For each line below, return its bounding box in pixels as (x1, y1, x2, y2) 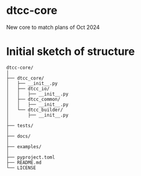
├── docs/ (6, 133, 31, 139)
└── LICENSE (6, 165, 36, 171)
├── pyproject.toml (6, 154, 55, 160)
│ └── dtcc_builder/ (6, 107, 63, 113)
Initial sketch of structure (6, 45, 135, 58)
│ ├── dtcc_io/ (6, 86, 50, 92)
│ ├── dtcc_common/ (6, 96, 61, 102)
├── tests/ (6, 122, 34, 128)
